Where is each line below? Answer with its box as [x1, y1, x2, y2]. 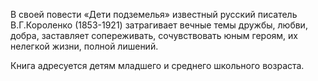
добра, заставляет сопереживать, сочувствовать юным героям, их [10, 30, 298, 41]
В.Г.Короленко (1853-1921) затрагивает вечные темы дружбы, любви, [10, 19, 308, 31]
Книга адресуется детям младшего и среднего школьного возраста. [10, 60, 305, 71]
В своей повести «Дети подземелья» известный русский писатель [10, 9, 298, 20]
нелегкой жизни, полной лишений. [10, 40, 159, 52]
